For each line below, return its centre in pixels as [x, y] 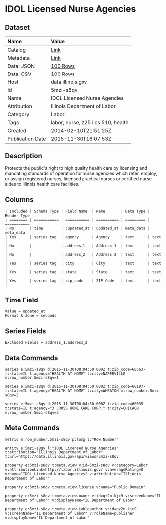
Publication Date [27, 139]
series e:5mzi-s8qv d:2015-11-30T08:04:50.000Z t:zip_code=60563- [75, 369]
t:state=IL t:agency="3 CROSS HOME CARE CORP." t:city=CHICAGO [72, 408]
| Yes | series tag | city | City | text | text [83, 263]
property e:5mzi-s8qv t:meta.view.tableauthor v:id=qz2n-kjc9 [71, 509]
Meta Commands [32, 428]
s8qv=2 [12, 395]
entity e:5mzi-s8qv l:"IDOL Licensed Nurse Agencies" [62, 448]
